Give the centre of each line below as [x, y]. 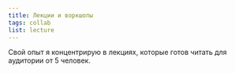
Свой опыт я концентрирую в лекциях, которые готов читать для [117, 53]
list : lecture [32, 30]
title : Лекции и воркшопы [50, 15]
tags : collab [30, 23]
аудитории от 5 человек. [49, 60]
